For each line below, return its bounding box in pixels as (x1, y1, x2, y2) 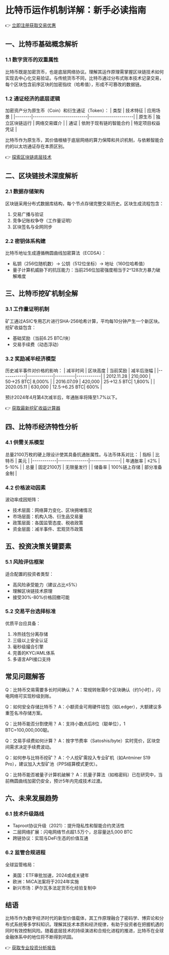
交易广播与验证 (12, 211, 44, 217)
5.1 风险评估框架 (5, 559, 44, 566)
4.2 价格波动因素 (5, 484, 46, 491)
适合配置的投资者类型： (5, 571, 54, 577)
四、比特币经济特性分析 (5, 423, 78, 431)
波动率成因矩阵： (5, 496, 41, 502)
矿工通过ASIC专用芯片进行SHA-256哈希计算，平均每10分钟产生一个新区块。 (5, 318, 162, 324)
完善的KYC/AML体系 (12, 650, 55, 656)
